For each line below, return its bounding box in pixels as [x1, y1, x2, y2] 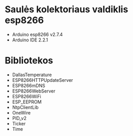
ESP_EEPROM [12, 99, 42, 105]
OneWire [12, 109, 31, 116]
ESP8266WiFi [12, 93, 41, 99]
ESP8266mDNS [12, 82, 45, 88]
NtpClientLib [12, 104, 39, 110]
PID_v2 [12, 115, 26, 121]
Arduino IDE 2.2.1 [12, 37, 48, 43]
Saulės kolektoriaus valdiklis [5, 4, 128, 15]
